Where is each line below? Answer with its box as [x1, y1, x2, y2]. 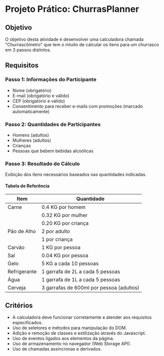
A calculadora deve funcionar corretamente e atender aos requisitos [12, 314, 152, 320]
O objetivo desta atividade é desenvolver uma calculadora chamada [5, 36, 144, 42]
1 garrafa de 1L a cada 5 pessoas [41, 276, 120, 283]
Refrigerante [7, 268, 37, 275]
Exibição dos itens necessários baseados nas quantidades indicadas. [5, 172, 147, 178]
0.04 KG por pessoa [41, 252, 88, 259]
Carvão [7, 244, 25, 251]
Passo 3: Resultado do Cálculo [5, 160, 80, 167]
